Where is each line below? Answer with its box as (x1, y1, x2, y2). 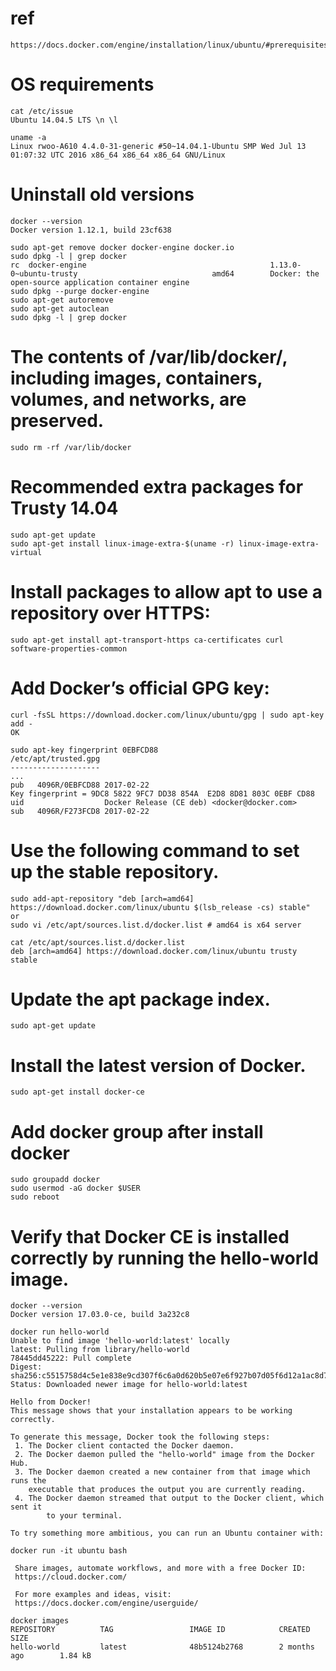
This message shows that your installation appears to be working (10, 1406, 293, 1416)
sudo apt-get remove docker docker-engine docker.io (10, 242, 235, 252)
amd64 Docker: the (211, 268, 320, 279)
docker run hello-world (10, 1327, 110, 1337)
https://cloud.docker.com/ (14, 1572, 128, 1582)
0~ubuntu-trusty (10, 268, 78, 279)
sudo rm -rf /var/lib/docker (10, 442, 132, 452)
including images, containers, (10, 367, 263, 389)
